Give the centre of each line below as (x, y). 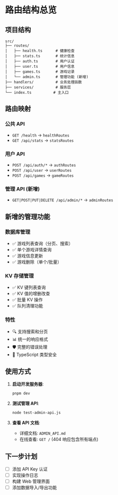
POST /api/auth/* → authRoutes (44, 165)
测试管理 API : (25, 404)
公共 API (15, 124)
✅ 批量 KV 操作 (27, 300)
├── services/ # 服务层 (38, 87)
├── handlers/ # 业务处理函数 (44, 82)
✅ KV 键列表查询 (29, 287)
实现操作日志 (25, 475)
